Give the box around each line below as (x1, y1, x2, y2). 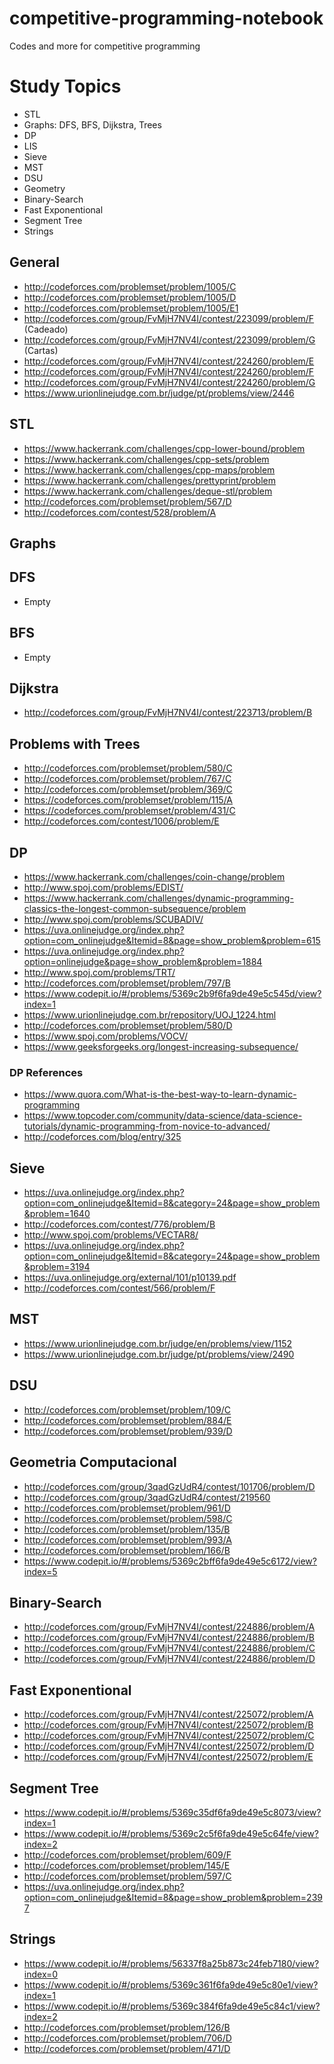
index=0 (23, 1968, 59, 1980)
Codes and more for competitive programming (9, 40, 201, 52)
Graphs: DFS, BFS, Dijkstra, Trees (23, 118, 162, 131)
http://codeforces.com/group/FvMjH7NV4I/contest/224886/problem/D (23, 1653, 316, 1665)
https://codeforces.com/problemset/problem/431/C (23, 805, 236, 817)
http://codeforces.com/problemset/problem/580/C (23, 762, 233, 774)
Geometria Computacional (9, 1454, 177, 1471)
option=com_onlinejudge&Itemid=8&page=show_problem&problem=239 (23, 1891, 323, 1903)
